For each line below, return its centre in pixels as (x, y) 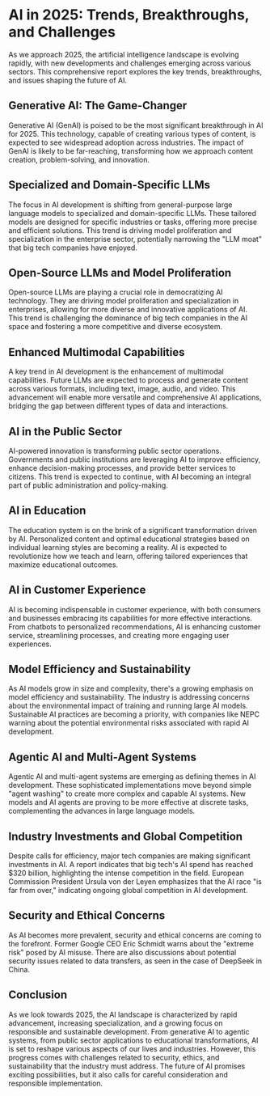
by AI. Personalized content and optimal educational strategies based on (129, 539)
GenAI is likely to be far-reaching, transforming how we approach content (131, 150)
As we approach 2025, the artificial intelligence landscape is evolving (124, 54)
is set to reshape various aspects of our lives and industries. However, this (132, 1048)
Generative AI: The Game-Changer (98, 106)
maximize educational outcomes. (63, 565)
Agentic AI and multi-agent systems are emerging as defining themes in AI (132, 777)
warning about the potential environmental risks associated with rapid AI (129, 723)
